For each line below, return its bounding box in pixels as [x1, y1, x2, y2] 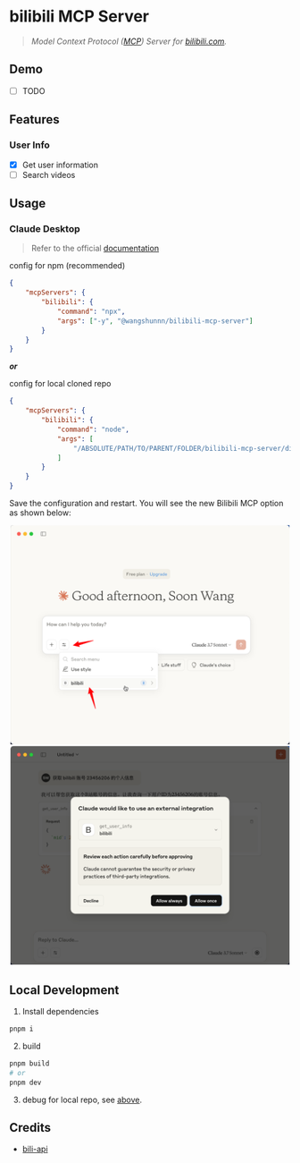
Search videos [21, 169, 76, 180]
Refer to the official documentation [30, 243, 159, 254]
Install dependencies [21, 1006, 100, 1017]
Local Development [9, 982, 120, 997]
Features [9, 112, 60, 127]
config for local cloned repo [9, 378, 112, 389]
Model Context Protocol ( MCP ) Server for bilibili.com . [30, 36, 228, 47]
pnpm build [9, 1058, 50, 1068]
